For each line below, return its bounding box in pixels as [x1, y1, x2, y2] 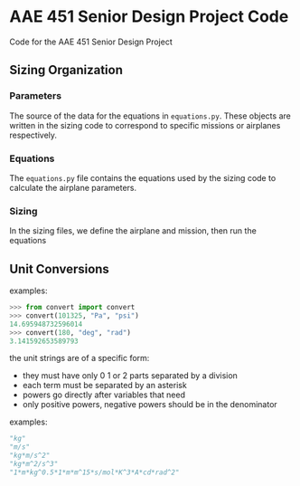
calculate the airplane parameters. [9, 182, 137, 193]
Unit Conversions [9, 261, 110, 277]
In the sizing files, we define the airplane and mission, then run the [9, 225, 258, 236]
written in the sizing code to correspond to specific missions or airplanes [9, 119, 281, 130]
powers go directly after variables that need [22, 389, 185, 400]
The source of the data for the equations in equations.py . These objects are [9, 110, 291, 121]
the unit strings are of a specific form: [9, 353, 150, 364]
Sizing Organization [9, 62, 124, 78]
